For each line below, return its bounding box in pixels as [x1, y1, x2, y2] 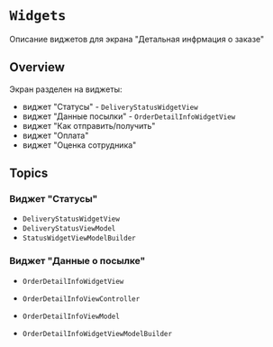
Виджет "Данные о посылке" [9, 255, 146, 268]
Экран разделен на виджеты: [9, 84, 123, 95]
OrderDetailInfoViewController [22, 294, 141, 304]
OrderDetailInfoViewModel [22, 312, 120, 321]
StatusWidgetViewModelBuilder [22, 233, 137, 243]
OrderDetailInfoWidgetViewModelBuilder [22, 329, 173, 338]
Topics [9, 166, 49, 181]
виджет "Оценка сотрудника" [22, 139, 137, 151]
